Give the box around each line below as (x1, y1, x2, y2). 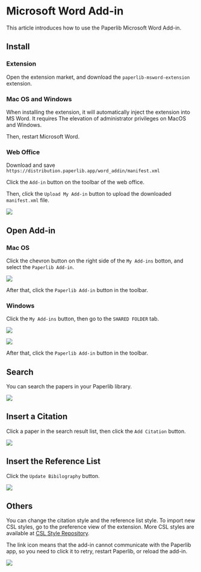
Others (6, 501, 33, 511)
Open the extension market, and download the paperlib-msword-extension (6, 73, 190, 81)
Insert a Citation (6, 411, 68, 422)
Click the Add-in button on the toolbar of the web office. (6, 179, 145, 186)
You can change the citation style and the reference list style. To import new (6, 517, 196, 524)
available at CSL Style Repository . (6, 530, 90, 537)
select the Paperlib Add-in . (6, 263, 75, 270)
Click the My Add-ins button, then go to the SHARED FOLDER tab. (6, 315, 159, 323)
